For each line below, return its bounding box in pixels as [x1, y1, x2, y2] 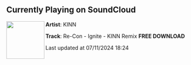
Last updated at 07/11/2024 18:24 [45, 44, 129, 51]
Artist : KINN [45, 20, 77, 28]
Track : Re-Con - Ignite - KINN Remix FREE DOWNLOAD [45, 32, 186, 40]
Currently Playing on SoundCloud [6, 5, 136, 15]
